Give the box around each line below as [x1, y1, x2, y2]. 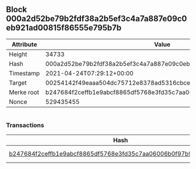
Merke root [9, 88, 40, 96]
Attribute [11, 40, 37, 49]
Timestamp [9, 69, 40, 77]
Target [9, 78, 27, 87]
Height [9, 50, 27, 58]
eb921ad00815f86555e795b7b [6, 23, 121, 33]
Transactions [6, 121, 45, 129]
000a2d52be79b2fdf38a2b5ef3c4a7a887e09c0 [6, 14, 187, 24]
